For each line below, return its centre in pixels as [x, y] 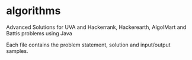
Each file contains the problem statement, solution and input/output [88, 45]
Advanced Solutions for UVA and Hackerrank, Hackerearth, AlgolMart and [96, 27]
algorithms [33, 11]
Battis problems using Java [39, 33]
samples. [17, 51]
